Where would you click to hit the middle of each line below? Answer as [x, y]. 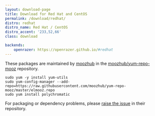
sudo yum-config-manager [30, 82]
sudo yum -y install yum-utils [36, 77]
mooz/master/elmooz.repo [30, 90]
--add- [63, 82]
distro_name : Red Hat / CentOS [36, 28]
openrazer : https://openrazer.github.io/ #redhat [63, 50]
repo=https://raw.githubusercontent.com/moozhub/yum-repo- [66, 86]
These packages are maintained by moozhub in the [56, 63]
